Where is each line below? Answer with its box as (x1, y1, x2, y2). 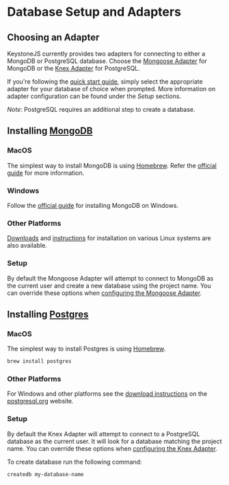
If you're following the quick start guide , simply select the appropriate (7, 78, 203, 86)
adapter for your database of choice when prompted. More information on (7, 85, 216, 93)
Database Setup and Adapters (7, 4, 181, 20)
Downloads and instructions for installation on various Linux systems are (7, 234, 212, 242)
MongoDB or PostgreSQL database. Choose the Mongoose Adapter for (7, 57, 207, 65)
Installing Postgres (7, 308, 89, 320)
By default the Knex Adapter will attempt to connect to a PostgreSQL (7, 429, 200, 438)
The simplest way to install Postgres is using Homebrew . (7, 344, 166, 353)
